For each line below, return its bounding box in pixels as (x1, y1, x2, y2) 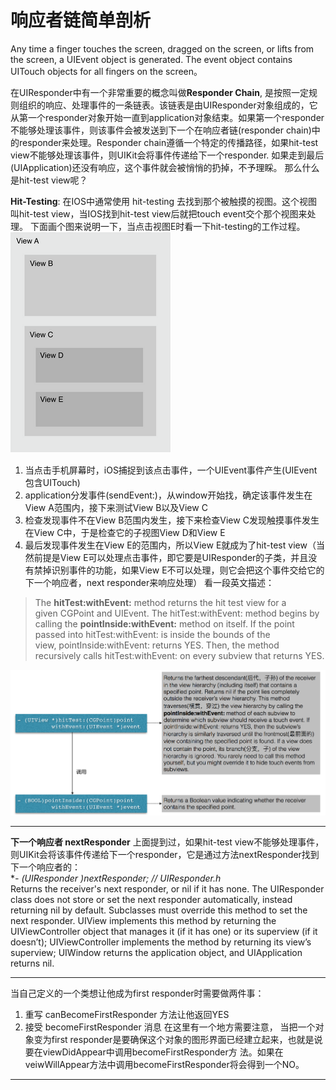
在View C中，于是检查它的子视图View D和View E (24, 526, 226, 538)
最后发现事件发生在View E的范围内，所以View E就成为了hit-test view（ (24, 539, 317, 551)
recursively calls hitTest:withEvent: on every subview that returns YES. (34, 649, 325, 661)
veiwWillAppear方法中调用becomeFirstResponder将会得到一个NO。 (24, 1058, 305, 1070)
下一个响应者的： (10, 861, 81, 873)
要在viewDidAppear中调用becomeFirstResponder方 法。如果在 (24, 1046, 284, 1058)
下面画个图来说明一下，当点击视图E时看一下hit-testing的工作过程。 (29, 220, 306, 232)
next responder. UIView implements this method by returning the (10, 914, 277, 926)
